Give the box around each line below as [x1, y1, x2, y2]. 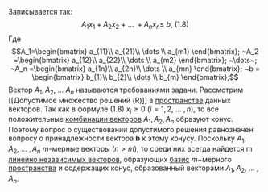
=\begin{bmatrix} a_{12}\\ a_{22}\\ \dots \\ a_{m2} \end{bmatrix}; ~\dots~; [13, 55, 258, 65]
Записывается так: [8, 7, 73, 16]
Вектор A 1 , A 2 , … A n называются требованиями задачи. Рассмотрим [8, 85, 244, 96]
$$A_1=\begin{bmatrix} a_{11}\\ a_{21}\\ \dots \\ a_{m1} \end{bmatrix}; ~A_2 [11, 46, 259, 56]
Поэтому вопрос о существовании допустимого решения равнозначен [8, 125, 254, 135]
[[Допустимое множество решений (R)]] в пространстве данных [8, 95, 231, 105]
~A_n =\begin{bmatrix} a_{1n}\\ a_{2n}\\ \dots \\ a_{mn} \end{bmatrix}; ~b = [10, 64, 260, 73]
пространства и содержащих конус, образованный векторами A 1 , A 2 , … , [8, 163, 259, 174]
